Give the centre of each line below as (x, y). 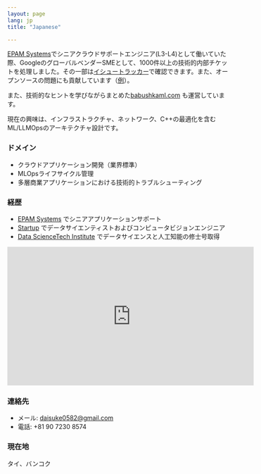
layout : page (26, 14)
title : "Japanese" (34, 27)
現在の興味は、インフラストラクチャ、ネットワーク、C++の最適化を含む (112, 119)
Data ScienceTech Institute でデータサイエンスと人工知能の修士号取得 (119, 236)
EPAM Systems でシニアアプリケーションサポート (89, 218)
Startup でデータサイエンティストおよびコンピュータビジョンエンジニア (121, 227)
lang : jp (20, 20)
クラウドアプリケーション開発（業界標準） (79, 164)
